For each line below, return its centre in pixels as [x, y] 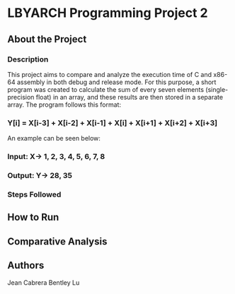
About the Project [47, 39]
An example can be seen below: [54, 139]
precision [21, 97]
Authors [26, 265]
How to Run [33, 217]
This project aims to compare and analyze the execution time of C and [110, 74]
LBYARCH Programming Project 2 [108, 13]
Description [28, 59]
